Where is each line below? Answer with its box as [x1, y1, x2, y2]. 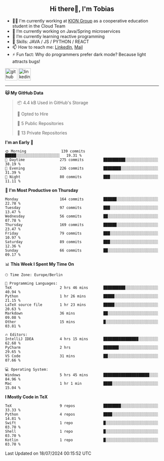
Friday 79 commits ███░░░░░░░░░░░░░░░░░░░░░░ [5, 230, 159, 236]
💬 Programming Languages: [5, 281, 58, 286]
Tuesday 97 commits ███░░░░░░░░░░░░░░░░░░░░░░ [5, 205, 159, 210]
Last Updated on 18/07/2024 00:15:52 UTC [5, 450, 92, 456]
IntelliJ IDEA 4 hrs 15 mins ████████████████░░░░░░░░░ [5, 336, 159, 341]
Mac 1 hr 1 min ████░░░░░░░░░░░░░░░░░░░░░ [5, 381, 159, 386]
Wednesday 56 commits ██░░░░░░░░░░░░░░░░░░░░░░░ [5, 213, 159, 219]
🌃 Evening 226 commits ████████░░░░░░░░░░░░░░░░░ [5, 166, 159, 171]
